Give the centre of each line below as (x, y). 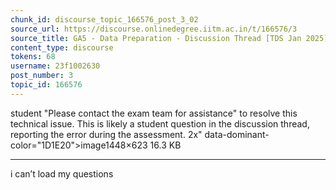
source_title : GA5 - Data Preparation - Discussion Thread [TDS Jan (156, 38)
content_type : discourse (62, 47)
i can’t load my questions (62, 173)
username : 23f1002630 (55, 66)
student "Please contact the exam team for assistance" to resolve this (154, 113)
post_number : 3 (42, 76)
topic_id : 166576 (46, 85)
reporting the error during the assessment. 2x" (106, 134)
